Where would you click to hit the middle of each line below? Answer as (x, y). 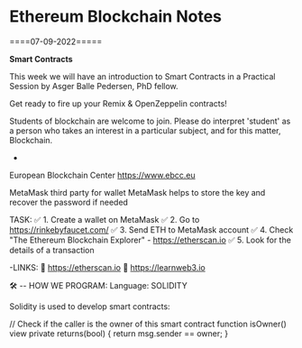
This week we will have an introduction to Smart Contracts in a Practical (142, 76)
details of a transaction (52, 250)
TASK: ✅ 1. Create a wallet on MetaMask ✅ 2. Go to (105, 219)
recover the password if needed (69, 202)
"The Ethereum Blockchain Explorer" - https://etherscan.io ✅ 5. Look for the (150, 240)
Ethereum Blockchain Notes (116, 17)
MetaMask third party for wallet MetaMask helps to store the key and (137, 192)
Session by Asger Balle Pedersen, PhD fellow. (94, 86)
